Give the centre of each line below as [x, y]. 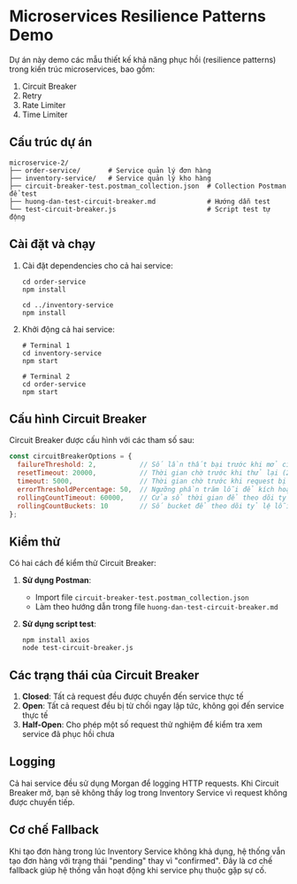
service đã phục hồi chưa [68, 734]
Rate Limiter [44, 105]
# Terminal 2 [46, 376]
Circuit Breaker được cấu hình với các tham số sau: [102, 440]
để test [23, 194]
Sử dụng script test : [59, 624]
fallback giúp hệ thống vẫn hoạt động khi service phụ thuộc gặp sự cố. [138, 870]
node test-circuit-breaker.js [78, 648]
